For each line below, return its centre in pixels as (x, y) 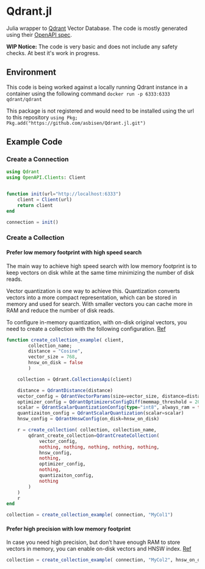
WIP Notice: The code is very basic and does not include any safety (92, 46)
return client (35, 205)
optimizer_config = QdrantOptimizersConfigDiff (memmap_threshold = (105, 402)
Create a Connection (38, 159)
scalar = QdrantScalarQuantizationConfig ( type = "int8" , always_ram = (106, 407)
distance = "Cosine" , (56, 351)
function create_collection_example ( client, (65, 340)
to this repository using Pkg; (42, 117)
